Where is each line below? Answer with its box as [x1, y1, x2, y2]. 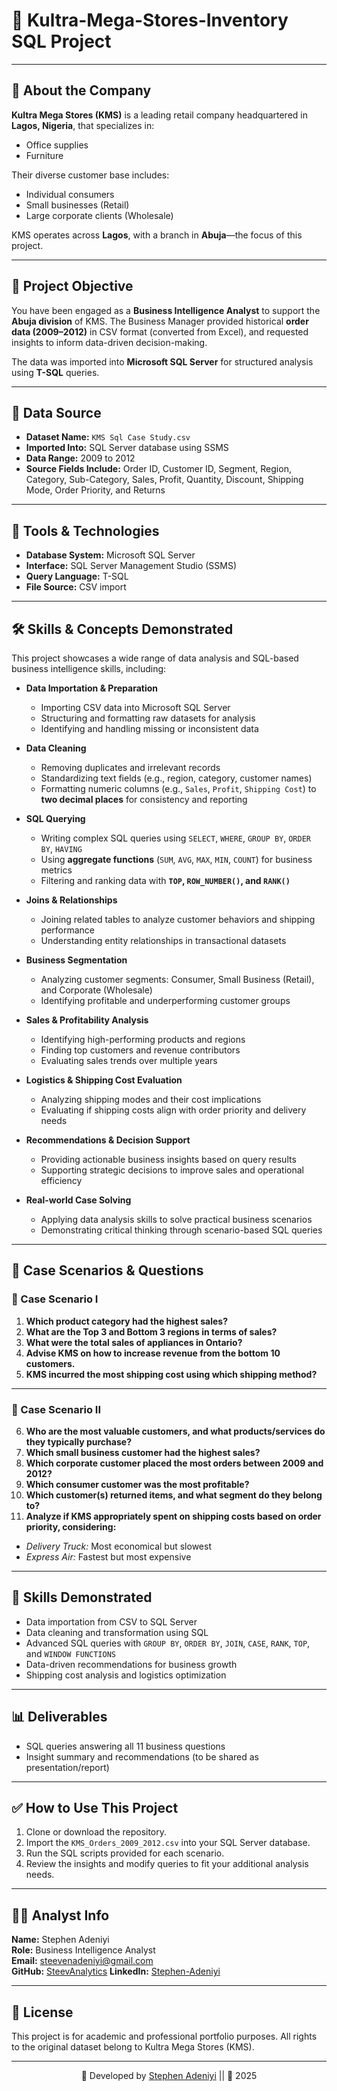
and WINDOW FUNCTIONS [25, 1647, 116, 1659]
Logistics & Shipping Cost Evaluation [25, 1074, 183, 1086]
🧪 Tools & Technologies [11, 522, 160, 539]
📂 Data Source [11, 404, 102, 421]
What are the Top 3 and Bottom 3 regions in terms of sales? [25, 1325, 278, 1338]
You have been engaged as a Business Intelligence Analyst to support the [11, 304, 321, 316]
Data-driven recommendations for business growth [25, 1658, 238, 1670]
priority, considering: [25, 1520, 117, 1533]
